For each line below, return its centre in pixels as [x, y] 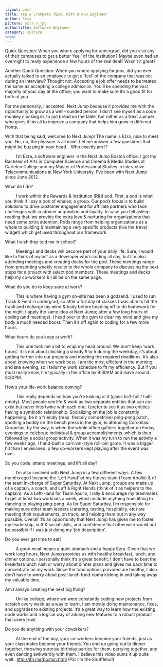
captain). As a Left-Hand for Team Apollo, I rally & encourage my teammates [81, 493]
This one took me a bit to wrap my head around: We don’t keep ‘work [85, 346]
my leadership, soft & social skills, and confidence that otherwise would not [81, 524]
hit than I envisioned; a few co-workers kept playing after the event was [77, 448]
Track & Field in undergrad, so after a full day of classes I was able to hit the [81, 301]
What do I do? [19, 186]
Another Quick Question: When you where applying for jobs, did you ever [78, 70]
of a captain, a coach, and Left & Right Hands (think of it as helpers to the [79, 488]
